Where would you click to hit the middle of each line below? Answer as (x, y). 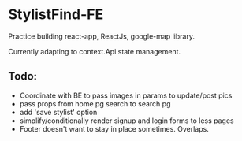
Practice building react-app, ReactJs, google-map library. (102, 36)
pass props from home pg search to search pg (95, 103)
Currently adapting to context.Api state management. (95, 51)
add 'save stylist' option (58, 112)
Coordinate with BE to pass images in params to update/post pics (126, 95)
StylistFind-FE (56, 15)
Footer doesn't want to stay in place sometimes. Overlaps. (114, 128)
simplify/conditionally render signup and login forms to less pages (127, 121)
